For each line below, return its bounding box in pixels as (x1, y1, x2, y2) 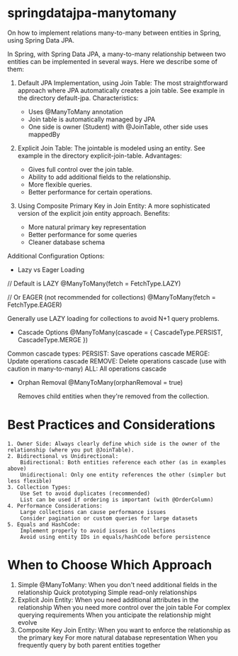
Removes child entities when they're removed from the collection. (17, 392, 210, 400)
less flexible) (7, 477, 52, 484)
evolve (17, 618, 38, 626)
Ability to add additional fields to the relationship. (28, 173, 171, 181)
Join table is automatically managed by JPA (28, 115, 156, 124)
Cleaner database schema (28, 238, 105, 246)
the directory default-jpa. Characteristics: (17, 94, 139, 102)
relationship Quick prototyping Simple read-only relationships (17, 588, 197, 596)
